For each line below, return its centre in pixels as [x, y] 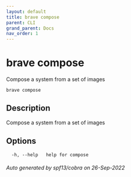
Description [28, 108]
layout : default [26, 12]
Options [21, 141]
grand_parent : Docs [30, 28]
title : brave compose [33, 17]
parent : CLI [21, 22]
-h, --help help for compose [50, 155]
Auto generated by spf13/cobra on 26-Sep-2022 [65, 168]
